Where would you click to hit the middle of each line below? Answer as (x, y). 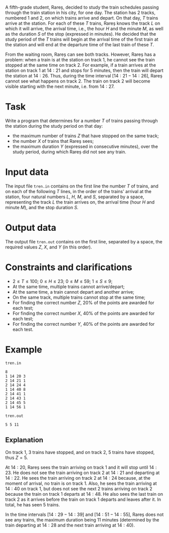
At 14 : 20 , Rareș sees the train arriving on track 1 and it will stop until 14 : (81, 467)
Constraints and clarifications (69, 267)
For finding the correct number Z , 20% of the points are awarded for (83, 302)
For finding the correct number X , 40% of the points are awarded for (83, 313)
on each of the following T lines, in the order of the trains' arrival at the (78, 191)
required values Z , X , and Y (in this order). (49, 247)
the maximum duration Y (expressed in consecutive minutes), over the (85, 146)
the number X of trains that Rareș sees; (53, 141)
